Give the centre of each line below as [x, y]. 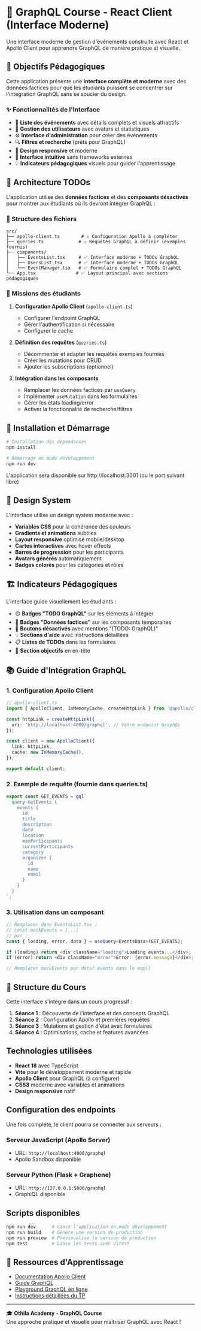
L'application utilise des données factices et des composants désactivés [97, 197]
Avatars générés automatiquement [58, 558]
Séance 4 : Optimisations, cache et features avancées [82, 1032]
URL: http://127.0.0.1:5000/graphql [60, 1188]
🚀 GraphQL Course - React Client [89, 12]
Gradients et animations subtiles [56, 533]
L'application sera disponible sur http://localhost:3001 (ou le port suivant [95, 475]
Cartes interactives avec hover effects [63, 545]
